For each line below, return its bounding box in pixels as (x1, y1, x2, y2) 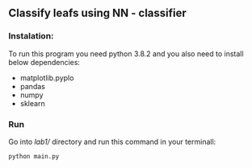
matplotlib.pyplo (19, 72, 74, 83)
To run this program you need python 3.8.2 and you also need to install (8, 48, 244, 59)
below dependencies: (8, 57, 81, 67)
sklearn (19, 98, 46, 108)
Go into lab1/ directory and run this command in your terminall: (8, 137, 216, 146)
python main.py (8, 152, 60, 160)
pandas (19, 81, 46, 91)
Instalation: (8, 31, 54, 42)
